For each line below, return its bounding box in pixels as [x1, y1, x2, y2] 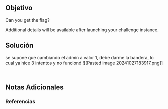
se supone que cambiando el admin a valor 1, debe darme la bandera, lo [5, 54, 154, 60]
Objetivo [5, 4, 33, 12]
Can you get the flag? [5, 17, 50, 23]
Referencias [5, 98, 36, 105]
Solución [5, 41, 34, 50]
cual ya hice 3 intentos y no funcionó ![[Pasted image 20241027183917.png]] [5, 60, 163, 66]
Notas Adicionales [5, 83, 64, 92]
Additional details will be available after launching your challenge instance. [5, 27, 159, 33]
